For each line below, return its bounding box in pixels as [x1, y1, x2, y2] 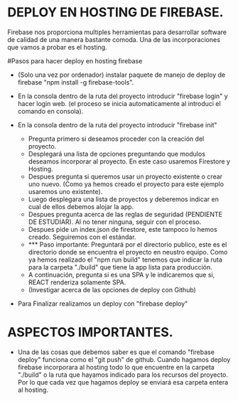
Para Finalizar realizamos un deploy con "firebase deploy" [17, 299, 188, 308]
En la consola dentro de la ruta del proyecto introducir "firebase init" [17, 120, 218, 129]
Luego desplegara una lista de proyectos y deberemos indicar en [28, 195, 219, 203]
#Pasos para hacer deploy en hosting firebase [7, 56, 143, 65]
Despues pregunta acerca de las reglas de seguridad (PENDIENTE [28, 210, 222, 218]
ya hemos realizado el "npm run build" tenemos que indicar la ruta [28, 255, 222, 264]
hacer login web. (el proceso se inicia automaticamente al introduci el [17, 99, 222, 107]
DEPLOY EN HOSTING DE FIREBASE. [7, 4, 224, 21]
